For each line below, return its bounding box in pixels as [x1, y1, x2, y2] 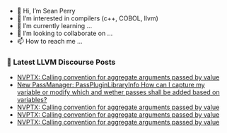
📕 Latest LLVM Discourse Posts [6, 57, 116, 67]
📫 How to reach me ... [16, 37, 83, 45]
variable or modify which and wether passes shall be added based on [16, 88, 220, 96]
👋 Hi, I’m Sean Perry [16, 7, 76, 15]
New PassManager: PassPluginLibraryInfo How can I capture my [16, 81, 206, 89]
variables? [16, 96, 47, 104]
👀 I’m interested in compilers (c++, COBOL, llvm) [16, 14, 158, 23]
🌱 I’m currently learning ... [16, 22, 93, 30]
